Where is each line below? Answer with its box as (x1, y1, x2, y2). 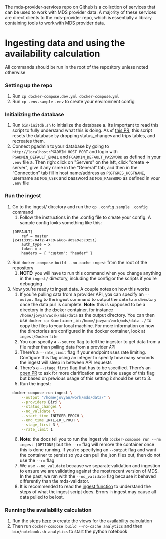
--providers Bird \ (21, 399, 62, 405)
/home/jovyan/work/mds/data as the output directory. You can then (19, 312, 155, 318)
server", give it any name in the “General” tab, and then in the (12, 164, 138, 170)
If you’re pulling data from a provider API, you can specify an (19, 291, 144, 297)
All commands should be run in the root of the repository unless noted (5, 64, 149, 70)
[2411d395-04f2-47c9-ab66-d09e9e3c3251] (12, 238, 97, 242)
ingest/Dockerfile (19, 334, 58, 339)
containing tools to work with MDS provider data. (5, 20, 105, 26)
